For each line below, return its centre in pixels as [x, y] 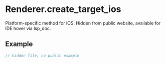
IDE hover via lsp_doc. [28, 28]
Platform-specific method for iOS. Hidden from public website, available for [83, 23]
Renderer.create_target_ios [63, 9]
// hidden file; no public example [42, 55]
